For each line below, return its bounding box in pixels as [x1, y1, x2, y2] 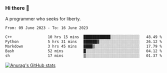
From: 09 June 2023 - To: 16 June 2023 [5, 25, 88, 30]
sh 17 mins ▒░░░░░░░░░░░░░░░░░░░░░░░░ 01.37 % [5, 53, 162, 58]
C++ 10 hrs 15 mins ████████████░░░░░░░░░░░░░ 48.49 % [5, 34, 162, 39]
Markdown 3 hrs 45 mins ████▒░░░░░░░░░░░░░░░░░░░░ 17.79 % [5, 43, 162, 49]
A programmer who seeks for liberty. [5, 16, 81, 22]
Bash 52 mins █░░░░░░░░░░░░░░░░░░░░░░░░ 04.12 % [5, 48, 162, 53]
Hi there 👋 [5, 4, 30, 11]
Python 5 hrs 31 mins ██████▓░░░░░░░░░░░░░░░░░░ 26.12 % [5, 39, 162, 44]
